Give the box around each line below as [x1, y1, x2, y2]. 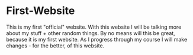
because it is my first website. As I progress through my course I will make [6, 36, 188, 43]
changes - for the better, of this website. [6, 42, 105, 49]
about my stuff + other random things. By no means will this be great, [6, 29, 176, 36]
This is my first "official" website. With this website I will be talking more [6, 23, 182, 30]
